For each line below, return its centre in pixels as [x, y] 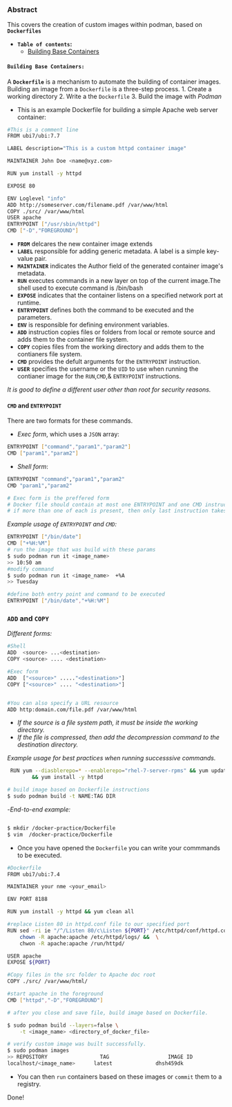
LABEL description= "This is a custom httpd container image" [97, 149]
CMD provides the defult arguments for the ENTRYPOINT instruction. [109, 362]
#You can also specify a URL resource [63, 703]
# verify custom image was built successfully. [77, 1044]
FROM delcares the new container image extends [85, 244]
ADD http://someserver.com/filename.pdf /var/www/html [88, 205]
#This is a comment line [43, 129]
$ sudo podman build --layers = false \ [63, 1025]
